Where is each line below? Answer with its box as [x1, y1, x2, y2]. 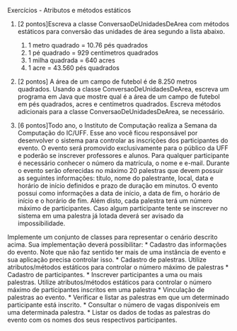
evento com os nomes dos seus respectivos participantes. [7, 315, 178, 324]
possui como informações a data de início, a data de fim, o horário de [17, 189, 221, 197]
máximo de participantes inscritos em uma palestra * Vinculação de [7, 286, 205, 293]
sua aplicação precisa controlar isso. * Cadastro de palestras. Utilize [7, 255, 207, 264]
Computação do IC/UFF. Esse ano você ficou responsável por [17, 129, 198, 137]
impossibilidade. [17, 219, 66, 228]
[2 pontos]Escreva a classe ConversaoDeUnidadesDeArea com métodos [17, 20, 230, 28]
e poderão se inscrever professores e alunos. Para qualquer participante [17, 152, 229, 159]
